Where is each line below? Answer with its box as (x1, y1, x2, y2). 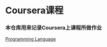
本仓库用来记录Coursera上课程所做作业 (5, 24, 102, 31)
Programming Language (5, 36, 56, 42)
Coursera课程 (5, 5, 64, 16)
